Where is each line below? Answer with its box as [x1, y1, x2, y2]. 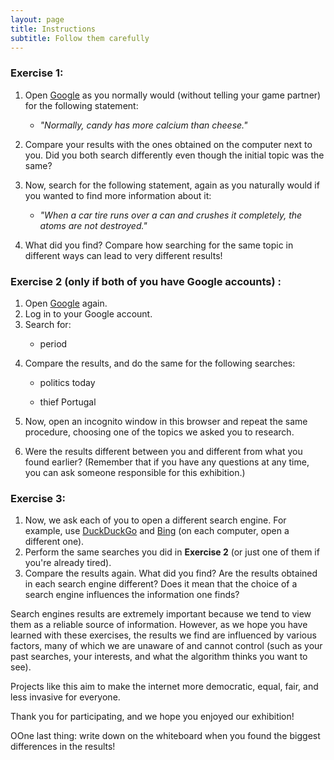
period [39, 337, 68, 350]
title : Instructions [10, 24, 97, 34]
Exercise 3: [10, 491, 66, 505]
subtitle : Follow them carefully [10, 33, 150, 43]
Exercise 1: [10, 66, 64, 80]
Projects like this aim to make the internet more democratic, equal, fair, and [10, 681, 319, 693]
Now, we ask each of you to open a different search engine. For [24, 514, 287, 526]
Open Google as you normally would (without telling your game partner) [24, 89, 322, 101]
